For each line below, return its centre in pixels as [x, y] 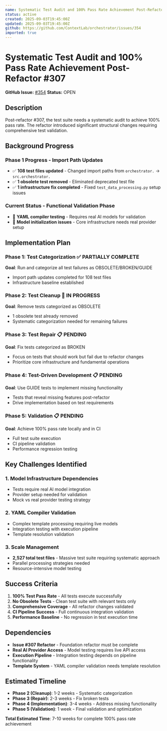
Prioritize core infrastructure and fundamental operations [71, 362]
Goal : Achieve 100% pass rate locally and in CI [53, 429]
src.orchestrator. [31, 177]
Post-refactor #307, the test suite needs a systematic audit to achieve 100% [83, 120]
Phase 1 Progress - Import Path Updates [54, 160]
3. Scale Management [32, 547]
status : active [21, 14]
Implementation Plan [38, 243]
